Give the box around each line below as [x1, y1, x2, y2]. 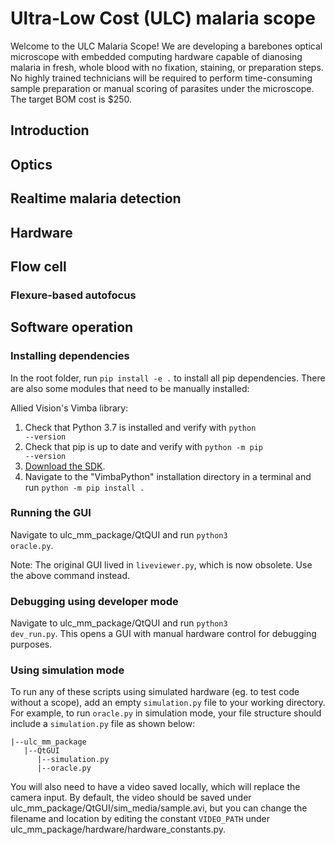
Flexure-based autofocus [10, 288, 137, 302]
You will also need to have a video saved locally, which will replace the [10, 781, 301, 793]
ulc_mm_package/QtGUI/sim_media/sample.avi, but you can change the [10, 802, 308, 814]
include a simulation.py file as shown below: [10, 718, 196, 730]
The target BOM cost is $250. [10, 93, 133, 105]
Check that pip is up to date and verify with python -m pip [24, 440, 263, 452]
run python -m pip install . [24, 481, 145, 493]
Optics [10, 156, 53, 173]
